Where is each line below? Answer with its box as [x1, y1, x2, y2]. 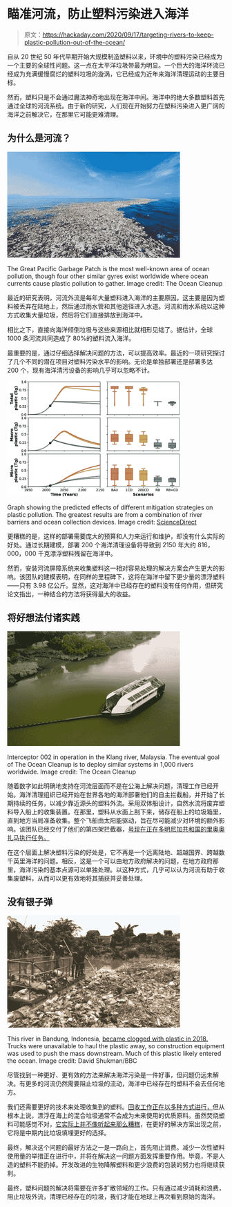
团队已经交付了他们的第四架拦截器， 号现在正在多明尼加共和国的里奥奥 [25, 825, 225, 833]
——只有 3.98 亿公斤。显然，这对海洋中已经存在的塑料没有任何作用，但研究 [7, 581, 223, 589]
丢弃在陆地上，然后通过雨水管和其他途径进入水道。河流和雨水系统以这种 [19, 302, 225, 311]
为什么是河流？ [7, 133, 71, 144]
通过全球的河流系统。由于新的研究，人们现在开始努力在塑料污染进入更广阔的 [7, 101, 225, 110]
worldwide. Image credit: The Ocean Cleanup [7, 767, 137, 776]
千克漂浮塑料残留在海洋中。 [37, 549, 117, 558]
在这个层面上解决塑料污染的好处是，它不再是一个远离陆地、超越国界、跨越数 [7, 848, 225, 856]
